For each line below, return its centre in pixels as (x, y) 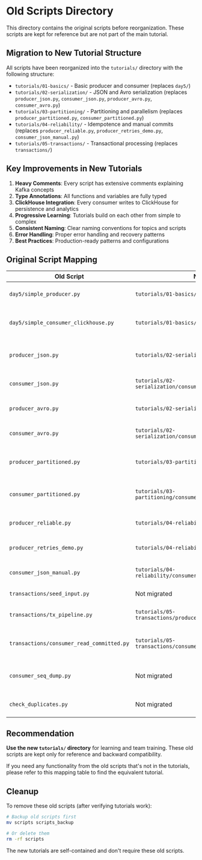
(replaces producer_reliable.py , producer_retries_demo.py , (89, 130)
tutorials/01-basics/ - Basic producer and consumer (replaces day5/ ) (103, 86)
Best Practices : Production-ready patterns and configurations (92, 241)
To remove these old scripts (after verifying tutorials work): (79, 806)
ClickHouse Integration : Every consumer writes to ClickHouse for (97, 202)
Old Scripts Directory (60, 11)
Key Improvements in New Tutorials (74, 169)
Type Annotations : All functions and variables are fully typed (91, 196)
